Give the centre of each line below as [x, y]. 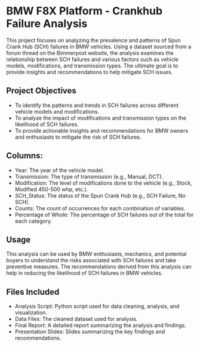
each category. [33, 221]
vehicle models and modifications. [57, 111]
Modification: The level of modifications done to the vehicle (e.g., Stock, [103, 183]
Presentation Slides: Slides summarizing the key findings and [90, 332]
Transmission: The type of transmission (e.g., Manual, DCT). [89, 176]
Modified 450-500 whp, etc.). [51, 189]
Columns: [25, 156]
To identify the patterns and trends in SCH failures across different [96, 105]
